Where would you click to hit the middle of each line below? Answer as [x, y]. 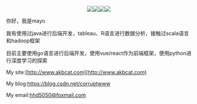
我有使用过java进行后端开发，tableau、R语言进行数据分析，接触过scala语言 [98, 33]
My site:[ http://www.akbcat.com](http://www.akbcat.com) [76, 72]
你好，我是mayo [26, 21]
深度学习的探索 [29, 61]
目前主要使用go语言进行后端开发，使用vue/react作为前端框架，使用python [96, 53]
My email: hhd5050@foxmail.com [46, 95]
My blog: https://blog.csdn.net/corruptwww [58, 83]
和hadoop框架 [23, 41]
